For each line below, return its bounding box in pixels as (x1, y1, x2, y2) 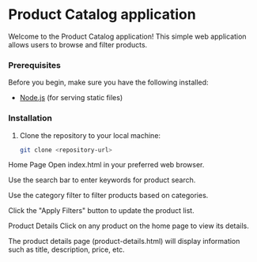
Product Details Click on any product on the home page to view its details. (8, 221, 249, 230)
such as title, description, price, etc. (8, 245, 125, 254)
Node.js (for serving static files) (19, 93, 123, 103)
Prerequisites (8, 59, 61, 70)
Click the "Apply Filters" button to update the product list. (8, 206, 195, 215)
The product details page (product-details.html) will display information (8, 237, 240, 246)
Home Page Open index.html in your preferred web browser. (8, 160, 205, 170)
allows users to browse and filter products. (8, 39, 148, 49)
